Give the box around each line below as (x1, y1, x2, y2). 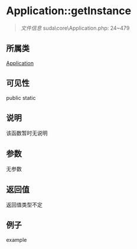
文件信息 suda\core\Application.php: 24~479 (20, 24, 130, 31)
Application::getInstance (6, 4, 132, 18)
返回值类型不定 (6, 201, 43, 208)
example (6, 236, 27, 243)
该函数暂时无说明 (6, 130, 48, 137)
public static (6, 94, 37, 101)
